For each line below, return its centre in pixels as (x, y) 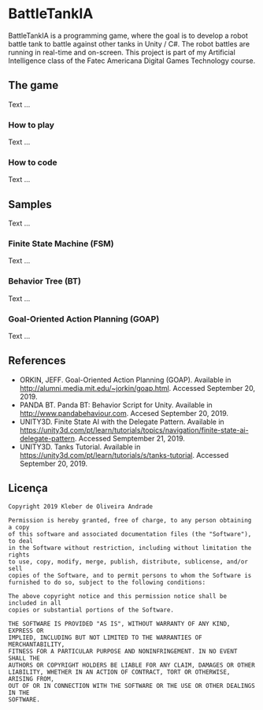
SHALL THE (24, 658)
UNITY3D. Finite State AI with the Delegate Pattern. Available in (122, 422)
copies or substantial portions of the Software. (91, 610)
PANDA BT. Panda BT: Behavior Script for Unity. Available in (116, 405)
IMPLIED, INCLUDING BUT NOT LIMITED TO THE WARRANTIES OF (105, 638)
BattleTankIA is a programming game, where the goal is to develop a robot (128, 35)
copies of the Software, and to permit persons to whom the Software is (130, 575)
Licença (28, 488)
